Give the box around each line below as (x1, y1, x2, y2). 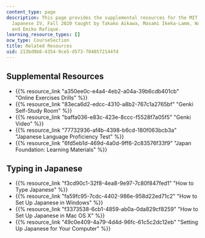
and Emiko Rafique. (12, 26, 62, 32)
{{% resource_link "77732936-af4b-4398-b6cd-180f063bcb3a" (15, 126, 177, 134)
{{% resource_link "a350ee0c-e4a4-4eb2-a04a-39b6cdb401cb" (15, 87, 179, 95)
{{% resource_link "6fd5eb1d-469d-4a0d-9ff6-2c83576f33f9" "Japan (15, 139, 192, 146)
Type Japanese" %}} (15, 186, 68, 193)
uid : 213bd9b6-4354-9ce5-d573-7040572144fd (6, 49, 119, 55)
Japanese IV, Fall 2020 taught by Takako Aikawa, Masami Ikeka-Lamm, (12, 20, 192, 26)
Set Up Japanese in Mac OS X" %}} (15, 212, 106, 220)
